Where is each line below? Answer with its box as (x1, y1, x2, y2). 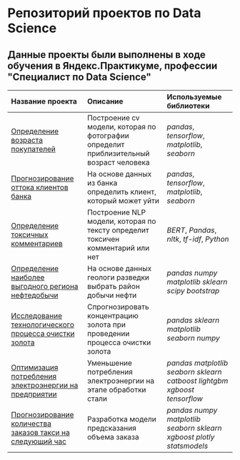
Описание (86, 96, 124, 106)
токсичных (11, 230, 49, 240)
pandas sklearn (166, 315, 220, 325)
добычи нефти (86, 290, 137, 300)
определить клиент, (86, 187, 157, 197)
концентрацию (86, 311, 139, 320)
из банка (86, 178, 118, 188)
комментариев (11, 239, 63, 248)
